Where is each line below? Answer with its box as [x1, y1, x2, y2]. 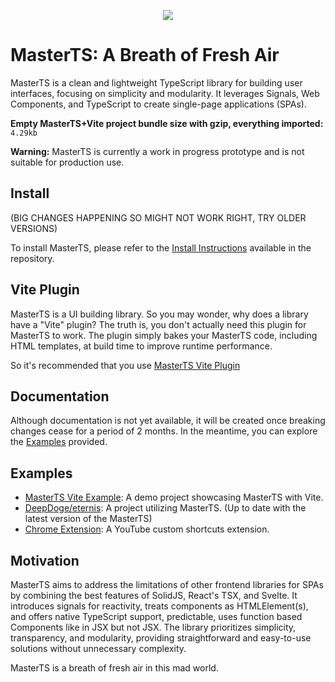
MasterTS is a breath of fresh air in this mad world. [10, 662, 219, 674]
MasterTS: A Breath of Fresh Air [10, 44, 280, 67]
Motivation [10, 552, 80, 569]
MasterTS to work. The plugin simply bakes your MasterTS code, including [10, 329, 318, 341]
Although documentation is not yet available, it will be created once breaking [10, 415, 326, 427]
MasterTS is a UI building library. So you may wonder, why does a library [10, 308, 309, 320]
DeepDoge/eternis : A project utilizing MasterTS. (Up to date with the [24, 502, 307, 514]
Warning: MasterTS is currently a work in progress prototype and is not [10, 145, 305, 157]
